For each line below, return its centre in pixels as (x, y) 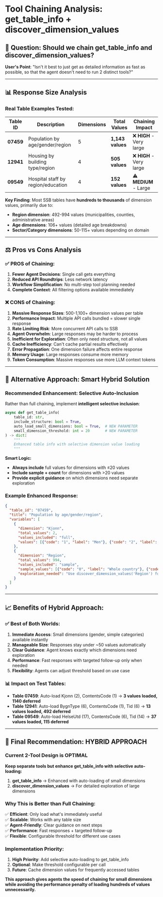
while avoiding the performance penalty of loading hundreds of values (78, 884)
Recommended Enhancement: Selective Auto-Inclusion (72, 393)
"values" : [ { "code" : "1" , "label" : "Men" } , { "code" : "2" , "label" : (88, 542)
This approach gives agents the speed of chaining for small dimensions (79, 879)
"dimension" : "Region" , (42, 556)
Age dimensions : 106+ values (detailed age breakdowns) (69, 225)
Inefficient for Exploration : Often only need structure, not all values (80, 339)
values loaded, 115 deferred (40, 722)
